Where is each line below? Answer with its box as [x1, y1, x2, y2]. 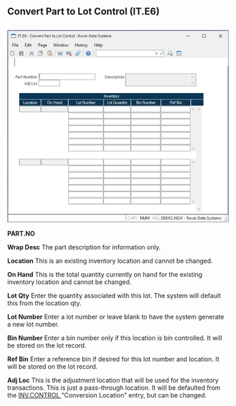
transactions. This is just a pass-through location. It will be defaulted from [7, 383, 221, 392]
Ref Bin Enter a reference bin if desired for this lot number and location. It [7, 355, 220, 363]
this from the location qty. [7, 299, 82, 307]
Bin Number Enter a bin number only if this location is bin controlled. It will [7, 333, 223, 342]
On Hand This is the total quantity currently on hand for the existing [7, 270, 202, 278]
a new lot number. [7, 320, 60, 328]
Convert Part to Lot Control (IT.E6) [7, 6, 160, 18]
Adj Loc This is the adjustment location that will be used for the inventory [7, 376, 219, 384]
